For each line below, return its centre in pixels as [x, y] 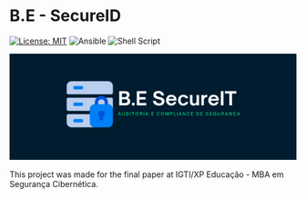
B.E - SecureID [65, 16]
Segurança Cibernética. [54, 183]
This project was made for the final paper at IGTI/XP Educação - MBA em [147, 174]
